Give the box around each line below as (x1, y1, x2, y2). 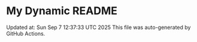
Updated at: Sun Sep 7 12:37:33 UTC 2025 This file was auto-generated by (6, 24, 191, 31)
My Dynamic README (6, 4, 118, 18)
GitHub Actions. (6, 30, 46, 37)
